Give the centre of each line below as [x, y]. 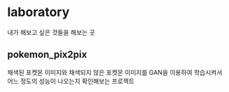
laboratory [39, 12]
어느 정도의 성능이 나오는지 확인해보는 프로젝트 [71, 81]
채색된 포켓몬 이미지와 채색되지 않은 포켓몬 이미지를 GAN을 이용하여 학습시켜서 [115, 72]
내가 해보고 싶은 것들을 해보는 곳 [51, 32]
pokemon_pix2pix [47, 55]
